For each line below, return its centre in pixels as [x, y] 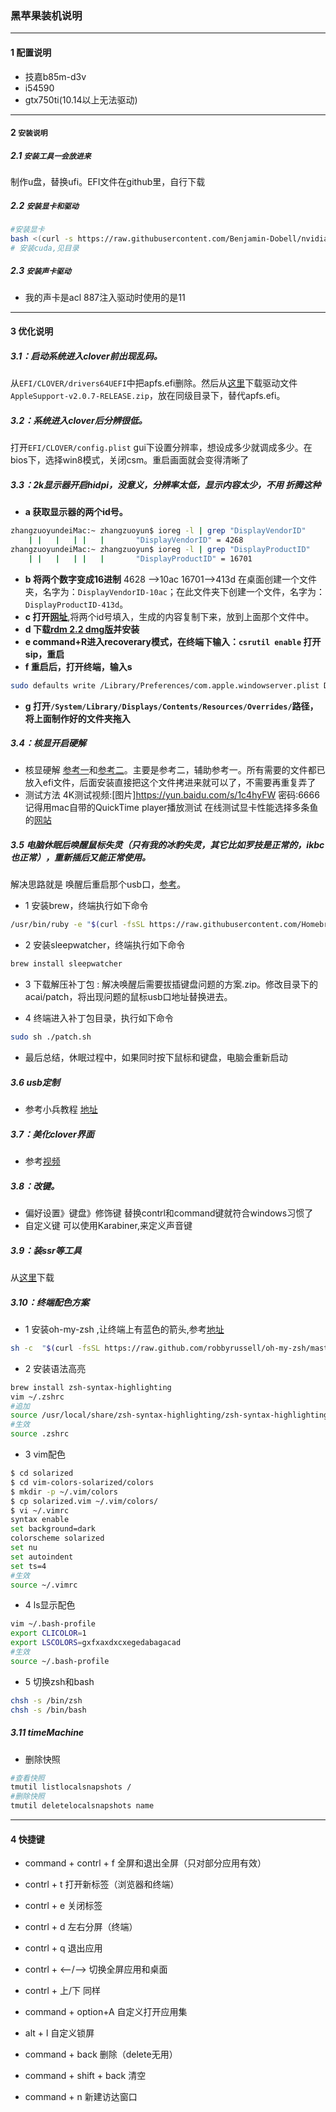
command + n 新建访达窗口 [81, 2097]
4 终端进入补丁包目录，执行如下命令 [99, 1018]
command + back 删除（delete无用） [101, 2054]
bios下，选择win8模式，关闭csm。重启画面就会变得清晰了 [130, 460]
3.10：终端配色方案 [50, 1302]
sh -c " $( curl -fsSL [55, 1348]
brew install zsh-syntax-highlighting [91, 1387]
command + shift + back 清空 [85, 2076]
